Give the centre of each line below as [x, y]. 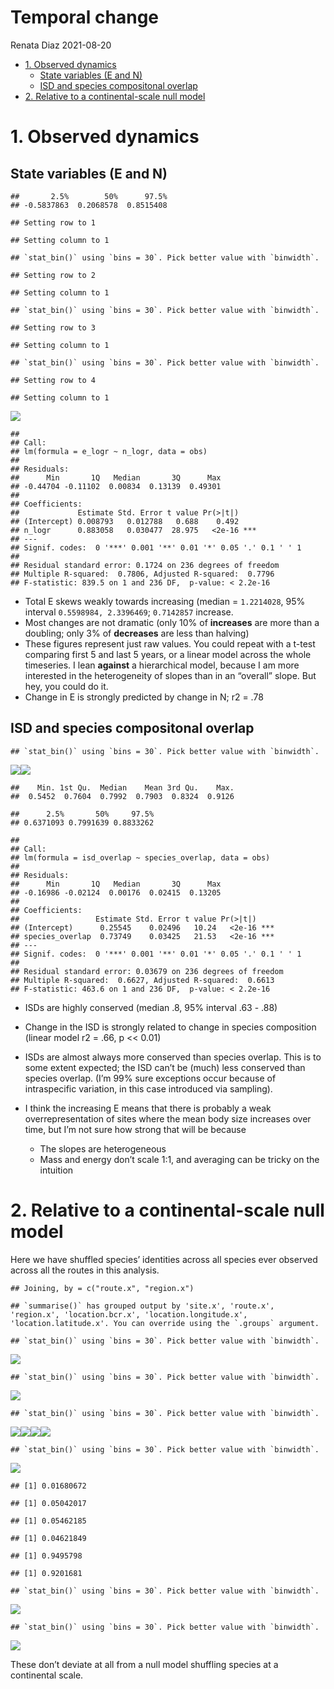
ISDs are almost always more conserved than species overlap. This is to [173, 1057]
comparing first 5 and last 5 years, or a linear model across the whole [168, 654]
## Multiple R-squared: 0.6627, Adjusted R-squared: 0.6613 [142, 980]
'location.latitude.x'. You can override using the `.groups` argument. [165, 1323]
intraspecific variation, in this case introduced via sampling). [148, 1088]
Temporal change [85, 17]
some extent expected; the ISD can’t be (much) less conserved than [165, 1067]
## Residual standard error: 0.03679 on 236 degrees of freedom [147, 971]
